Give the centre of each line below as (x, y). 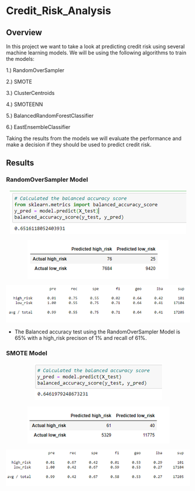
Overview (24, 33)
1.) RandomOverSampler (35, 70)
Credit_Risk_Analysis (59, 11)
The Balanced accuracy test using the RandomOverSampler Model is (97, 332)
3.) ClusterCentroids (30, 93)
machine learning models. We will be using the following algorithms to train (96, 53)
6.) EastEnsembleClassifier (38, 127)
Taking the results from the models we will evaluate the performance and (94, 138)
